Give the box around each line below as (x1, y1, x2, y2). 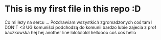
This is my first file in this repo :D (4, 3, 141, 14)
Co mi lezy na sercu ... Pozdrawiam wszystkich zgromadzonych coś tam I (4, 19, 153, 25)
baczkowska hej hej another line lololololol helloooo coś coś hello (4, 29, 137, 35)
